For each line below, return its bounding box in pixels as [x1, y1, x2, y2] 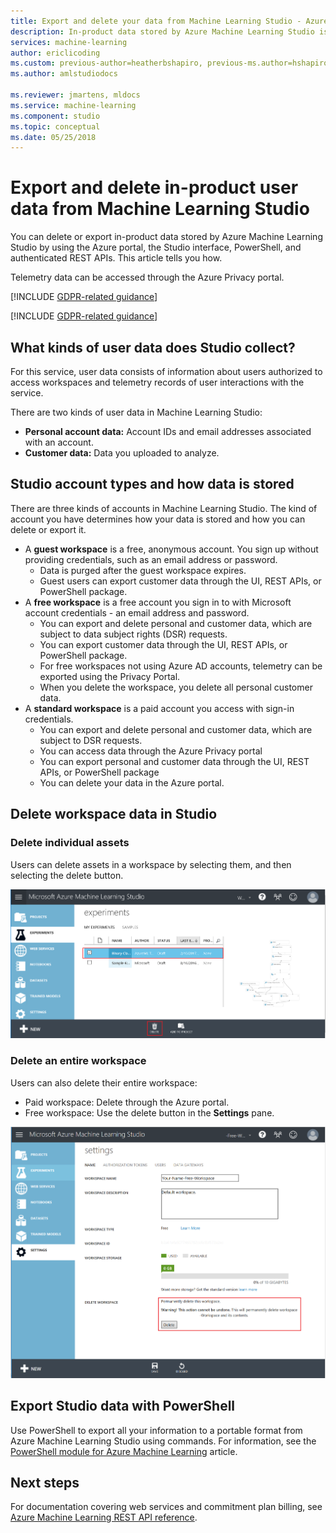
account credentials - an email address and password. [24, 606, 250, 619]
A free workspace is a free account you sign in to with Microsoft [24, 596, 292, 608]
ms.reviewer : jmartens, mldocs [10, 90, 141, 100]
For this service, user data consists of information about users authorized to [10, 366, 323, 377]
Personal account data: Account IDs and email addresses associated [24, 426, 312, 437]
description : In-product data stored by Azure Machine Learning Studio [10, 26, 315, 37]
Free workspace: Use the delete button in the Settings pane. [24, 1106, 275, 1119]
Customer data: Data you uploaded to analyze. [24, 447, 220, 459]
